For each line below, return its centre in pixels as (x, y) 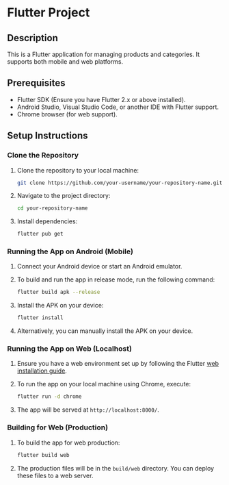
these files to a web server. (55, 475)
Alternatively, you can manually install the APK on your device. (105, 331)
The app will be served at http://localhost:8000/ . (88, 410)
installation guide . (42, 371)
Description (32, 38)
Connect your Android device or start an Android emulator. (99, 266)
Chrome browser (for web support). (67, 114)
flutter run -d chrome (49, 397)
